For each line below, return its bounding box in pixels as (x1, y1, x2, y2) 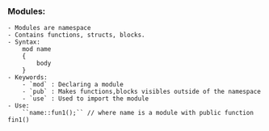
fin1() (7, 116, 30, 125)
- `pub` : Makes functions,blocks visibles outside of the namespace (22, 87, 262, 96)
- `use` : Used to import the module (22, 95, 149, 103)
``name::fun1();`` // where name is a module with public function (22, 109, 254, 117)
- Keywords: (7, 74, 48, 82)
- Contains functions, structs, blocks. (7, 31, 146, 40)
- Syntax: (7, 38, 41, 46)
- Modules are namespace (7, 24, 91, 32)
